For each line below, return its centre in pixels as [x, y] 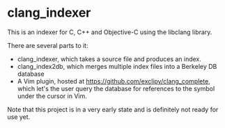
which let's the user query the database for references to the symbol [116, 88]
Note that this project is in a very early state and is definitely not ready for [113, 109]
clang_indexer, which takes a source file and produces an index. [109, 59]
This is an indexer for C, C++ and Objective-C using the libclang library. [110, 32]
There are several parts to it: [48, 45]
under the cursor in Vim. [52, 96]
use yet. [19, 117]
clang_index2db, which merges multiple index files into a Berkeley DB [117, 66]
